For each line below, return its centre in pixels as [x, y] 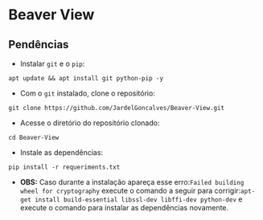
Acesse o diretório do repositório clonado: [90, 123]
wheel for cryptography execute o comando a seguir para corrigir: [130, 191]
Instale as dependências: [61, 153]
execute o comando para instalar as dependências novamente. [124, 208]
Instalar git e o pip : [52, 63]
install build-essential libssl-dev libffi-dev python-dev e [139, 199]
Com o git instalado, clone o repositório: [87, 93]
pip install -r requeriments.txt [64, 167]
